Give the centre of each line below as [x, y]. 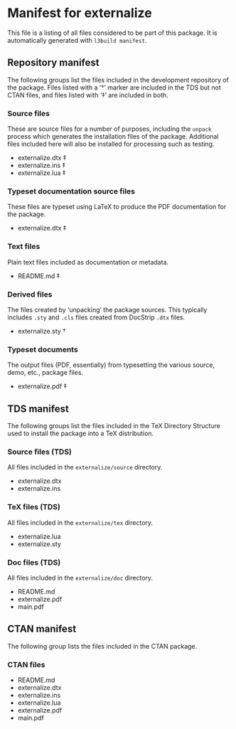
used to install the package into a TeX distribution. [81, 433]
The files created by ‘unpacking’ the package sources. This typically [107, 309]
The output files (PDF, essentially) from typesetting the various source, [111, 365]
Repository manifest [53, 63]
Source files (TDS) [40, 452]
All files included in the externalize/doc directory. [80, 578]
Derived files [30, 294]
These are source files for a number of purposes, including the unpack [109, 129]
